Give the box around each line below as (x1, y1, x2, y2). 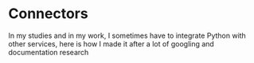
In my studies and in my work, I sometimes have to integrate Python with (8, 31, 247, 40)
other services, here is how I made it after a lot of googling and (8, 39, 215, 48)
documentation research (8, 47, 89, 57)
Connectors (8, 5, 89, 23)
